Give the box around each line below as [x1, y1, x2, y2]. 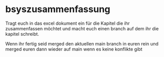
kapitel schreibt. [5, 31, 39, 37]
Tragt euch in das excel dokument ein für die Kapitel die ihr [5, 20, 130, 26]
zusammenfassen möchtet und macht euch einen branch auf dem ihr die [5, 25, 159, 31]
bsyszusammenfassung [5, 4, 111, 15]
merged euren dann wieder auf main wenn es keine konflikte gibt [5, 46, 142, 52]
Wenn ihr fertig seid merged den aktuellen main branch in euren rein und [5, 40, 159, 46]
